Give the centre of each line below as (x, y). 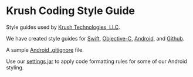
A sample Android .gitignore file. (45, 50)
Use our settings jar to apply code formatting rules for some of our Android (97, 61)
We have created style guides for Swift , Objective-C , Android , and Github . (95, 38)
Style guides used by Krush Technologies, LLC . (63, 27)
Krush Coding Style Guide (70, 11)
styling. (15, 67)
